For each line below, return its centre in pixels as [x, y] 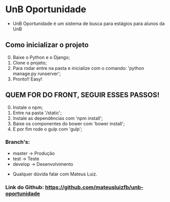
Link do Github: [25, 187]
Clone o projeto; [30, 63]
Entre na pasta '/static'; [37, 113]
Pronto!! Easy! [27, 79]
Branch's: [18, 142]
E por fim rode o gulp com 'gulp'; [47, 129]
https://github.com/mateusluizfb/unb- [94, 187]
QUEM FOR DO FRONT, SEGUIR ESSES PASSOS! [82, 95]
